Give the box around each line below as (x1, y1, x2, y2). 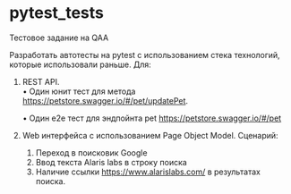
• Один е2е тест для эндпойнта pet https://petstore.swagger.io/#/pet (21, 113, 282, 123)
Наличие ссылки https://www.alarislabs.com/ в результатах (35, 166, 261, 177)
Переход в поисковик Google (35, 147, 148, 158)
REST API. (21, 76, 60, 87)
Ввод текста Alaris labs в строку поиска (35, 156, 188, 167)
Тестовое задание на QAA (9, 32, 109, 43)
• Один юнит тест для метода (21, 86, 136, 97)
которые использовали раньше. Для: (9, 59, 152, 70)
